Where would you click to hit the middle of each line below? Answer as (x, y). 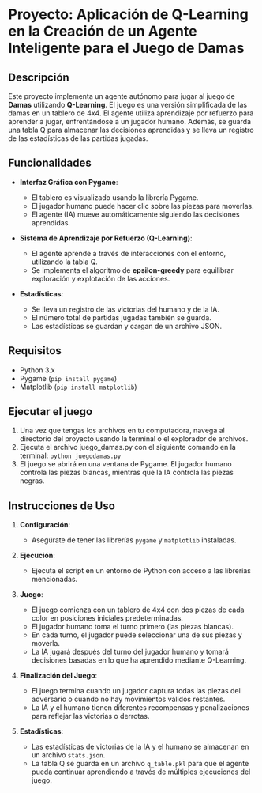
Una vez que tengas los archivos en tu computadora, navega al (122, 430)
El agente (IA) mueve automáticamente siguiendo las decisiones (135, 214)
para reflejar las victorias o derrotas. (90, 716)
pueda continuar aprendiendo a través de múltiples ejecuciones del (141, 772)
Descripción (39, 77)
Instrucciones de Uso (62, 506)
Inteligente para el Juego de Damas (126, 48)
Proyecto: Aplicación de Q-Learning (128, 15)
